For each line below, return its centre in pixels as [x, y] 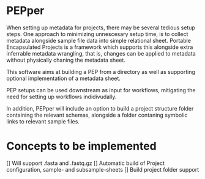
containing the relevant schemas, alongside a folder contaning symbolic [97, 115]
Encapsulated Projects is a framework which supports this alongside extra [100, 47]
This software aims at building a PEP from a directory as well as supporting [101, 71]
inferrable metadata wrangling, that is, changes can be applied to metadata [101, 53]
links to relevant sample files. [43, 121]
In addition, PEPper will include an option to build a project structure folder [100, 108]
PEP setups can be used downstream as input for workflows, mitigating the [101, 90]
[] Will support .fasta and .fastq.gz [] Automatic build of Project [86, 163]
